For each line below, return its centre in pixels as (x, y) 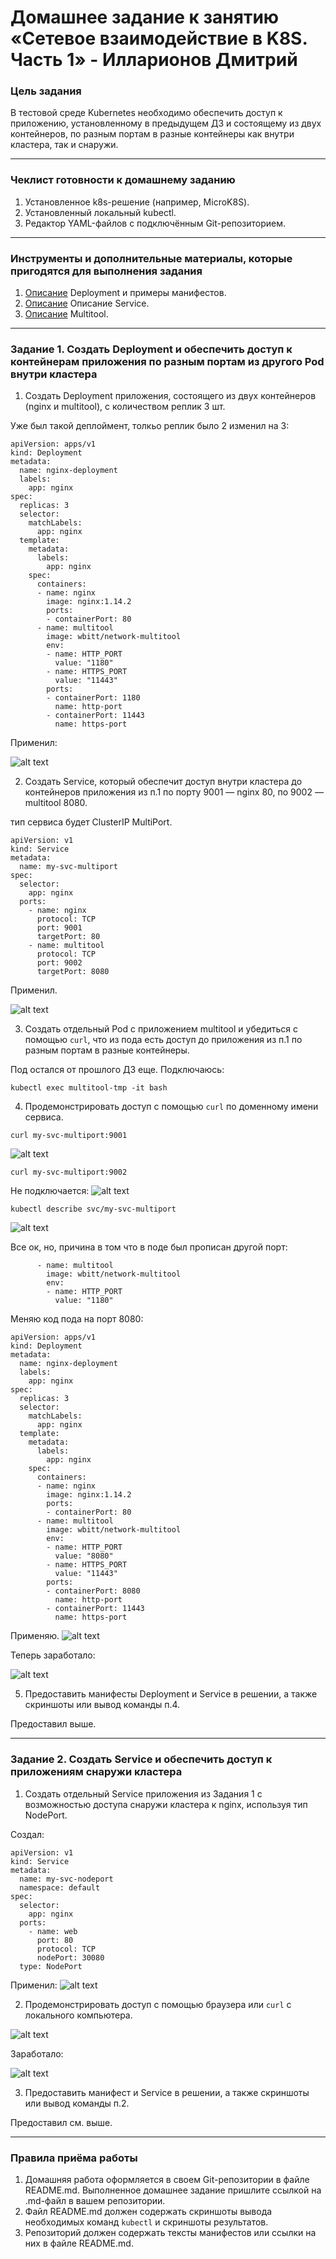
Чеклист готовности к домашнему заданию (123, 180)
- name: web (53, 1931)
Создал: (27, 1834)
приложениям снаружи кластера (96, 1772)
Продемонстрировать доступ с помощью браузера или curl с (158, 2004)
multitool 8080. (56, 803)
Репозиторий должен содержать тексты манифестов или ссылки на (170, 2232)
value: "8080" (84, 1556)
